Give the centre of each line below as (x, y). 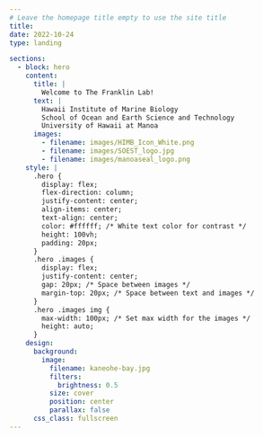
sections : (28, 59)
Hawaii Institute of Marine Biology (110, 109)
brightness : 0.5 (88, 385)
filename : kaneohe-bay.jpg (100, 368)
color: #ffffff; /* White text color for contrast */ (144, 226)
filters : (66, 377)
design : (39, 343)
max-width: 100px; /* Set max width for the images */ (146, 318)
